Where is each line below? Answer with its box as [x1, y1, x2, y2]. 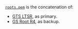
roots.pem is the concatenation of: [5, 4, 74, 10]
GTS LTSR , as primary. [12, 14, 58, 19]
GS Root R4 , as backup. [12, 19, 60, 24]
